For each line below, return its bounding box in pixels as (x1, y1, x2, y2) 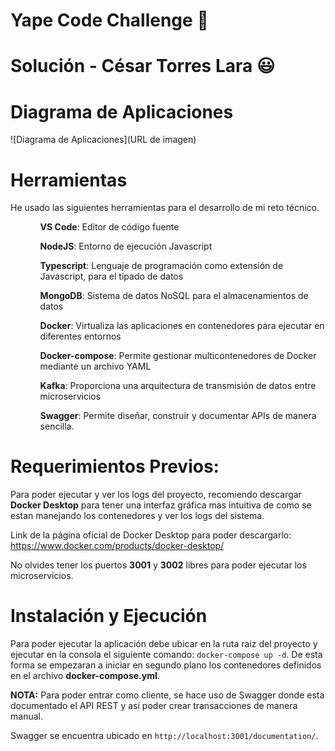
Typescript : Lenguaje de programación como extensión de (39, 260, 284, 272)
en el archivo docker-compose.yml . (10, 670, 160, 682)
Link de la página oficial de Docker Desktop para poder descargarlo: (10, 529, 292, 541)
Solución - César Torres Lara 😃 (10, 55, 276, 78)
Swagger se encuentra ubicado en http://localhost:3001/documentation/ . (10, 730, 319, 742)
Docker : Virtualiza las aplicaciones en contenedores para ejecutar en (39, 320, 325, 332)
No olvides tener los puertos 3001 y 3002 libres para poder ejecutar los (10, 559, 307, 571)
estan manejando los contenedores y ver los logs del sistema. (10, 510, 265, 522)
